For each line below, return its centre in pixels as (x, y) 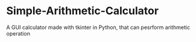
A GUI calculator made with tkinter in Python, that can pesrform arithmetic (98, 27)
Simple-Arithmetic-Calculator (82, 11)
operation (18, 33)
